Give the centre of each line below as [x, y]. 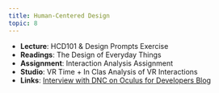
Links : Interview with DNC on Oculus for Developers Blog [116, 80]
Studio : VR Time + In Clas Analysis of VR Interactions [109, 71]
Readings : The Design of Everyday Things [91, 55]
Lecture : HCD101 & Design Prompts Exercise [94, 46]
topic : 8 [23, 23]
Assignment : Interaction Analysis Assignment [97, 63]
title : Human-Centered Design [59, 16]
